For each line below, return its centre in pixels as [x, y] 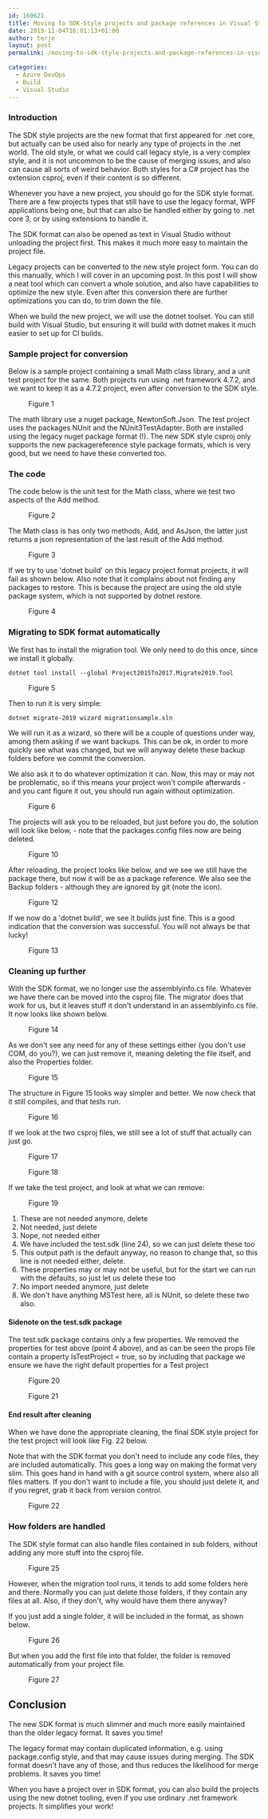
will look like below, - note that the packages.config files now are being [125, 830]
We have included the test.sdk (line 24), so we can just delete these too [137, 1244]
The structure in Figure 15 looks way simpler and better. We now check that [132, 1092]
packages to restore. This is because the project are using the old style [125, 587]
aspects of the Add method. [54, 500]
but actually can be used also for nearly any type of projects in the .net [124, 143]
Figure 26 [44, 1640]
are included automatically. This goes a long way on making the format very [133, 1464]
